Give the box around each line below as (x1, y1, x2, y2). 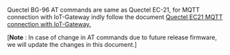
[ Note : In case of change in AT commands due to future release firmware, (7, 33, 217, 41)
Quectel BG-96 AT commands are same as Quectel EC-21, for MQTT (7, 6, 200, 14)
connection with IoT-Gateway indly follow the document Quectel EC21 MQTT (7, 13, 223, 21)
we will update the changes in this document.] (7, 41, 137, 48)
